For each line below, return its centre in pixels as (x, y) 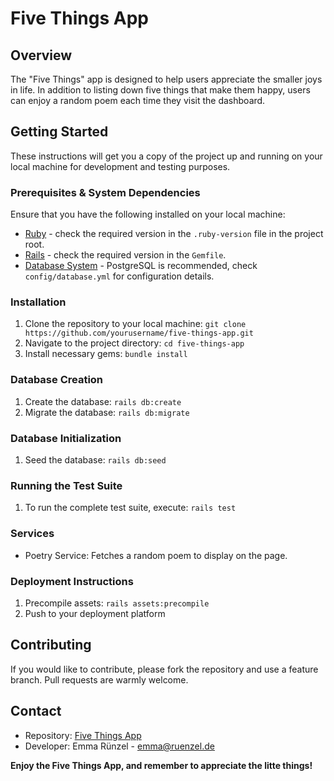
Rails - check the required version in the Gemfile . (125, 255)
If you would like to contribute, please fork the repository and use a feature (164, 669)
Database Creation (57, 380)
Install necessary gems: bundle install (106, 354)
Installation (38, 302)
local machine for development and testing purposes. (120, 166)
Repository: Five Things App (83, 735)
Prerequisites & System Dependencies (105, 192)
